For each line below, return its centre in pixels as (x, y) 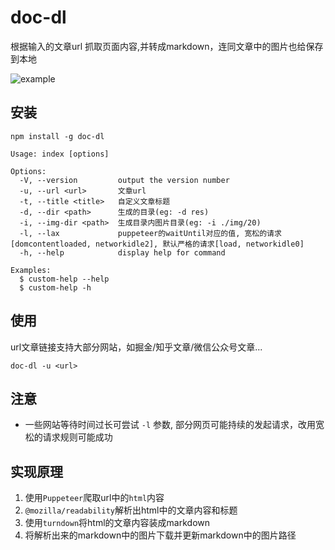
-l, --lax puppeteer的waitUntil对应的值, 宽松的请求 (150, 233)
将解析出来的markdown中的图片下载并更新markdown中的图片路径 (160, 535)
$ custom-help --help (64, 279)
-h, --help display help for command (122, 252)
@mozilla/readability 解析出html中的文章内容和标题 (131, 510)
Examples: (31, 270)
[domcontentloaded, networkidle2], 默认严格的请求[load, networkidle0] (157, 244)
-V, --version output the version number (124, 180)
